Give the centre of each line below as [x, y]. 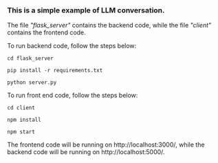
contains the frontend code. [46, 32]
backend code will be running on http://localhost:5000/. [86, 152]
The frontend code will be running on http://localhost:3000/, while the [106, 145]
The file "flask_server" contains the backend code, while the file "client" [109, 25]
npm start [21, 132]
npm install [24, 120]
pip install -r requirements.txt [55, 71]
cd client [21, 108]
